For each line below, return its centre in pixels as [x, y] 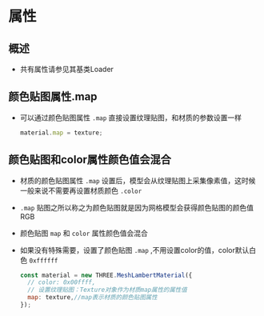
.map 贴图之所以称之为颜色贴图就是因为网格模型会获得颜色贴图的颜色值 [137, 207]
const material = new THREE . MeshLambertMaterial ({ [106, 275]
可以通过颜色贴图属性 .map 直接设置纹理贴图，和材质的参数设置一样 [131, 118]
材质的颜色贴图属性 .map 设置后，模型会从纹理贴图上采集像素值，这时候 [138, 180]
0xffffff [44, 261]
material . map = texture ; [61, 133]
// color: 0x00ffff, [62, 282]
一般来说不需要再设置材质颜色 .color [81, 190]
